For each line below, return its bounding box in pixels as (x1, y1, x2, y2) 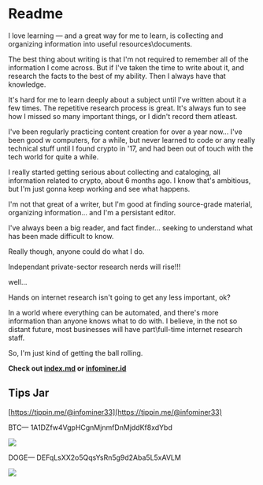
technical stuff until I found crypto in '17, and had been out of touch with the (8, 144, 254, 153)
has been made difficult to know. (8, 231, 114, 241)
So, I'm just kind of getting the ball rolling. (8, 348, 143, 357)
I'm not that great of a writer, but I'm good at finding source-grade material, (8, 199, 253, 209)
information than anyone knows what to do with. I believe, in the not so (8, 316, 238, 326)
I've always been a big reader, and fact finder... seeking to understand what (8, 222, 254, 233)
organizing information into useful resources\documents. (8, 39, 193, 48)
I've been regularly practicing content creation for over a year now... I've (8, 127, 243, 136)
